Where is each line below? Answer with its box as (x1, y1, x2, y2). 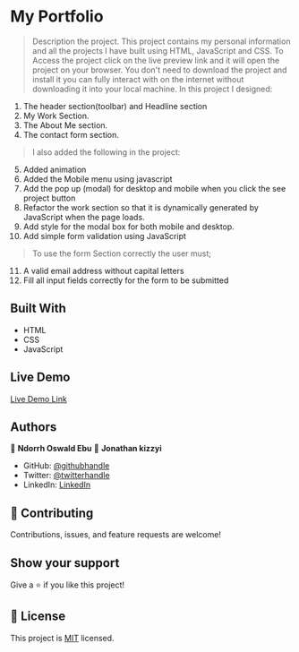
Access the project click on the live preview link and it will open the (31, 55, 280, 65)
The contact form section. (22, 129, 119, 140)
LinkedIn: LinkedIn (22, 479, 91, 490)
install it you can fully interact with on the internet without (31, 73, 244, 84)
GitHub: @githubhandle (22, 460, 110, 471)
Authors (10, 419, 57, 434)
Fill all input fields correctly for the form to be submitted (22, 275, 229, 286)
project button (22, 193, 76, 203)
